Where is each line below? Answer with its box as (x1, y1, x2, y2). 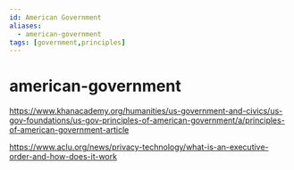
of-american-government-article (9, 125, 130, 135)
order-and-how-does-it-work (9, 151, 118, 162)
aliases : (9, 21, 42, 30)
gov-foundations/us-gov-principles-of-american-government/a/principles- (9, 115, 286, 125)
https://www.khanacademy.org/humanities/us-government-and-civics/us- (9, 106, 283, 117)
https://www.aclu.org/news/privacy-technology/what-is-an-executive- (9, 142, 270, 152)
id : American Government (9, 12, 102, 22)
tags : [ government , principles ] (9, 37, 126, 47)
